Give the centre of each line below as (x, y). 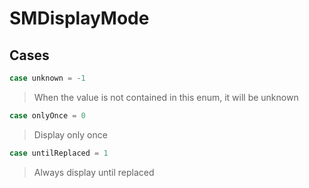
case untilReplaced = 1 (59, 153)
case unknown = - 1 (47, 78)
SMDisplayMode (79, 18)
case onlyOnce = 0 (47, 115)
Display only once (70, 134)
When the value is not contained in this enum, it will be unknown (166, 97)
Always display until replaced (94, 172)
